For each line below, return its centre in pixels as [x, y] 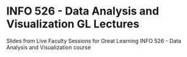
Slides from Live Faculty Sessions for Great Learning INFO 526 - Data [94, 41]
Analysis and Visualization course [49, 47]
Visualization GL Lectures [73, 24]
